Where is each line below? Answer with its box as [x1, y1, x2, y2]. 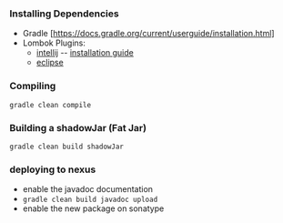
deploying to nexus [9, 163, 96, 176]
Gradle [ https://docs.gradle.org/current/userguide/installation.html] [22, 28, 275, 39]
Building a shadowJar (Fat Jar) [9, 121, 147, 134]
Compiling [9, 80, 56, 93]
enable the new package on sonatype [22, 203, 165, 214]
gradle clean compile [9, 100, 92, 109]
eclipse [35, 57, 64, 68]
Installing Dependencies [9, 7, 120, 20]
